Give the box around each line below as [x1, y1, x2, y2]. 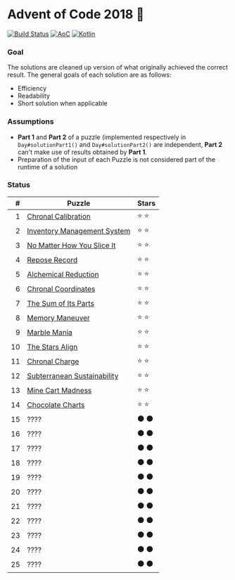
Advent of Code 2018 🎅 [7, 6, 145, 22]
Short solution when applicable [17, 99, 108, 108]
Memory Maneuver [27, 313, 90, 323]
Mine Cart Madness [27, 386, 92, 396]
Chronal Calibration [27, 212, 91, 221]
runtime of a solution [17, 162, 78, 171]
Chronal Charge [27, 356, 80, 366]
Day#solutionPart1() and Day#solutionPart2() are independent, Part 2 [17, 140, 223, 148]
